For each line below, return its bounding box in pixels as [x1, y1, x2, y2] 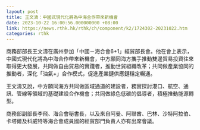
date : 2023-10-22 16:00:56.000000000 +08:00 [6, 20, 118, 26]
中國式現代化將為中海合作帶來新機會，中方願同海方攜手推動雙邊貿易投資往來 [6, 55, 194, 62]
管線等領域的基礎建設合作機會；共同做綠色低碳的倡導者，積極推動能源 [16, 90, 189, 97]
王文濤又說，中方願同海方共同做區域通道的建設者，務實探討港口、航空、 [6, 83, 183, 90]
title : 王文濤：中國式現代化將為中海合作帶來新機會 [6, 14, 118, 20]
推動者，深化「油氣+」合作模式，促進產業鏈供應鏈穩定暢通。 [6, 70, 156, 77]
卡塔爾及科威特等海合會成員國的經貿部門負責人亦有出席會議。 [6, 118, 158, 125]
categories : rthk [6, 31, 49, 37]
